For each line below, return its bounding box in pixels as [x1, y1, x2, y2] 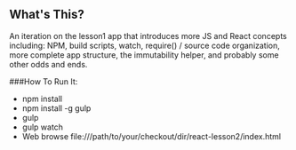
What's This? [9, 7, 84, 22]
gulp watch [21, 122, 64, 132]
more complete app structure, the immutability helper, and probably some [9, 49, 279, 60]
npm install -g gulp [21, 102, 92, 114]
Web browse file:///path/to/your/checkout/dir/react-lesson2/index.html [21, 130, 282, 141]
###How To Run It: [9, 75, 78, 87]
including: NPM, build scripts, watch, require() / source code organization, [9, 40, 280, 51]
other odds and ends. [9, 59, 88, 69]
